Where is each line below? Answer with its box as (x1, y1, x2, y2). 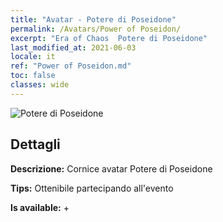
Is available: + (10, 201, 70, 213)
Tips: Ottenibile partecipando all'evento (10, 182, 174, 194)
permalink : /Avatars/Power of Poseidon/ (10, 24, 182, 34)
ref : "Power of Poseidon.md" (10, 61, 132, 71)
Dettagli (10, 136, 61, 153)
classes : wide (10, 80, 70, 90)
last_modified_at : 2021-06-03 (10, 42, 137, 53)
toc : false (10, 71, 56, 81)
